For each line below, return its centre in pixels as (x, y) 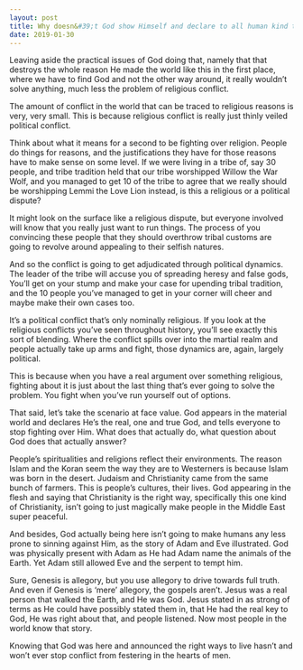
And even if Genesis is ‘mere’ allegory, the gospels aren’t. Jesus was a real (148, 590)
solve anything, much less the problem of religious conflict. (119, 89)
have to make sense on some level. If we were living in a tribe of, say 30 (143, 163)
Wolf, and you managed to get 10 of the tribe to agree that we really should (148, 181)
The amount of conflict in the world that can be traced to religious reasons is (151, 107)
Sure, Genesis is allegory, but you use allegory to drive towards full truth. (145, 581)
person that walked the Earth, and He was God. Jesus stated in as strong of (150, 600)
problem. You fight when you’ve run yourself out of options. (120, 395)
